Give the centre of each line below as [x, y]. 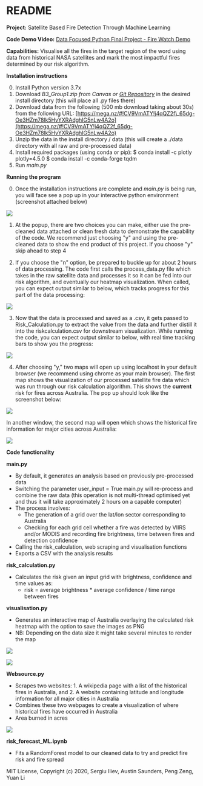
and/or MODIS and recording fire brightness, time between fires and [109, 534]
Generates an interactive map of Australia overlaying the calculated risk [104, 620]
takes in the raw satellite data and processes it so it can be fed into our [103, 275]
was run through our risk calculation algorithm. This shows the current [103, 386]
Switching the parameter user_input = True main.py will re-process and [104, 489]
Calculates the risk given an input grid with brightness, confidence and [103, 577]
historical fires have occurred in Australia [66, 711]
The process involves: [43, 508]
